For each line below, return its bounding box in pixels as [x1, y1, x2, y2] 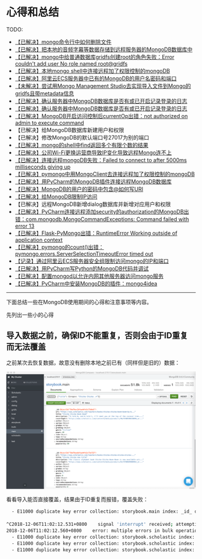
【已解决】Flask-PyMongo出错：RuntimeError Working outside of [14, 230, 177, 237]
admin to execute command [14, 119, 84, 126]
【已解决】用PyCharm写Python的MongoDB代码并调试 [14, 264, 149, 272]
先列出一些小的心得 [6, 311, 54, 318]
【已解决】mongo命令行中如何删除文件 [14, 38, 112, 45]
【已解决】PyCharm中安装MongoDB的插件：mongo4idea [14, 279, 158, 287]
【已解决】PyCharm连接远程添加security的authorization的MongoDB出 [14, 208, 189, 215]
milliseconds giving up [14, 163, 71, 170]
